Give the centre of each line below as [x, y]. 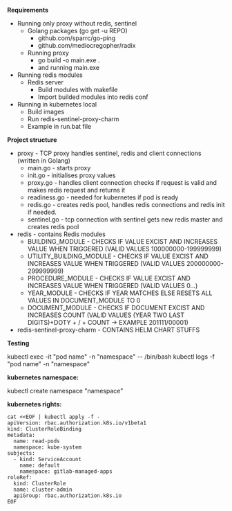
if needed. [42, 212]
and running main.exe [69, 68]
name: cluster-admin [43, 490]
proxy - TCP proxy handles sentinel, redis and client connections [109, 153]
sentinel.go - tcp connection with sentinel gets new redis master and [125, 219]
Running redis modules [50, 75]
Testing [18, 343]
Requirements [28, 10]
